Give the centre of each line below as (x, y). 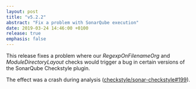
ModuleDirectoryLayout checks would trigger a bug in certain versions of (96, 62)
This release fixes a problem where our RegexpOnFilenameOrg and (88, 56)
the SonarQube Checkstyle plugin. (48, 68)
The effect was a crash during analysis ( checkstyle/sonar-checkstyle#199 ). (98, 80)
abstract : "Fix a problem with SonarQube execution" (73, 22)
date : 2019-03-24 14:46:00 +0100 (47, 28)
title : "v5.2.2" (26, 17)
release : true (24, 34)
